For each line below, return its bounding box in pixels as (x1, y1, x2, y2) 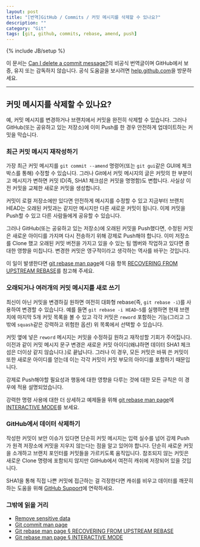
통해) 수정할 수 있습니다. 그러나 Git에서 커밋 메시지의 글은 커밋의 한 (21, 169, 177, 177)
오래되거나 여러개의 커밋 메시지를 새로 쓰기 (6, 284, 120, 292)
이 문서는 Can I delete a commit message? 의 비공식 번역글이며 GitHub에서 (6, 60, 183, 67)
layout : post (6, 8, 39, 15)
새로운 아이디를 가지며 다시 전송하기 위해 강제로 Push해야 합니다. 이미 (12, 232, 174, 239)
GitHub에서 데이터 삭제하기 (6, 420, 80, 428)
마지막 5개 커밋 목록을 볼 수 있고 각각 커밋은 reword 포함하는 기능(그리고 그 (17, 313, 190, 320)
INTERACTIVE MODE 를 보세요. (6, 403, 80, 410)
